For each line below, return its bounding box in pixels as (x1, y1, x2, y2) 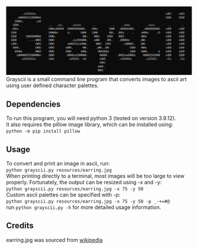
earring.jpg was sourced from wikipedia (6, 236, 103, 243)
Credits (6, 221, 34, 231)
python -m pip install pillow (6, 128, 81, 134)
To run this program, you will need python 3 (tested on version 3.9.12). (6, 115, 176, 122)
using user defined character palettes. (6, 82, 99, 89)
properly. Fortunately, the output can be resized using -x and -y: (6, 178, 162, 185)
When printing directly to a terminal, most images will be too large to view (6, 172, 184, 180)
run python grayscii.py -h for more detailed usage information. (6, 204, 161, 211)
